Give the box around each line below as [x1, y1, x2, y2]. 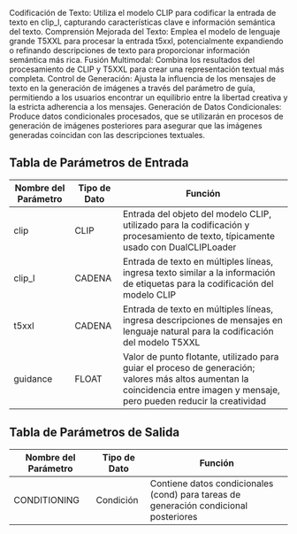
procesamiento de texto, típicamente [122, 229, 276, 242]
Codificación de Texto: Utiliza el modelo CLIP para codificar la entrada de [9, 8, 277, 18]
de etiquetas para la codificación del [122, 277, 274, 290]
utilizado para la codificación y [122, 219, 250, 231]
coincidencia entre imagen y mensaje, [122, 383, 280, 396]
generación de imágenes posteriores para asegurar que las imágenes [9, 120, 263, 131]
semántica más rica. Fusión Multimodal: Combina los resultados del [9, 55, 255, 65]
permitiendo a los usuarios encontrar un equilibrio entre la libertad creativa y [9, 92, 288, 103]
